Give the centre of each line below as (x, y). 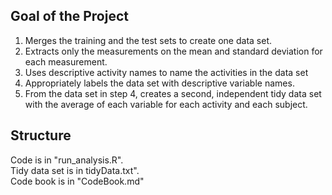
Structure (41, 135)
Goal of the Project (69, 16)
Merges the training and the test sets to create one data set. (148, 40)
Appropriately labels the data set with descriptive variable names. (159, 83)
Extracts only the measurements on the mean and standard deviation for (173, 51)
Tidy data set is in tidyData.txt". (75, 170)
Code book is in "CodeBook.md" (77, 181)
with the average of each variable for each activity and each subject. (166, 104)
